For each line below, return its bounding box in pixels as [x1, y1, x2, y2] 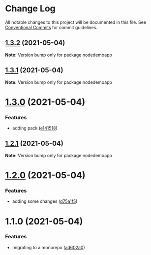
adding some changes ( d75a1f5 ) [12, 198, 78, 204]
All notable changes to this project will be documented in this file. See [5, 19, 147, 25]
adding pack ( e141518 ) [12, 125, 58, 131]
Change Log [5, 3, 56, 14]
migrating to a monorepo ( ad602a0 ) [12, 244, 85, 250]
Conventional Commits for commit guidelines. [5, 24, 97, 30]
